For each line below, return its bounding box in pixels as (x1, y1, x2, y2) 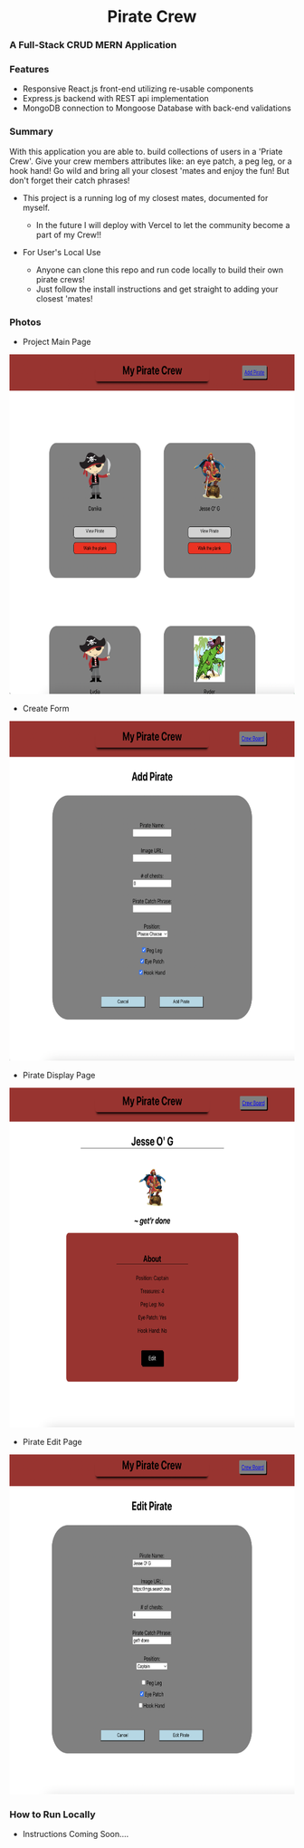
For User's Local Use (22, 246, 101, 257)
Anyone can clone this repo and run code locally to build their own (35, 264, 284, 275)
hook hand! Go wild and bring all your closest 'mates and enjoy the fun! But (9, 165, 290, 176)
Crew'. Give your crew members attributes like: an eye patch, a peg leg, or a (9, 156, 292, 167)
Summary (9, 125, 54, 138)
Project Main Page (22, 337, 91, 347)
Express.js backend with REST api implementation (22, 93, 210, 104)
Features (9, 63, 50, 76)
